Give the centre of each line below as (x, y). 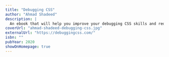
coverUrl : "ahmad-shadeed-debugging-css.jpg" (54, 28)
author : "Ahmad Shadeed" (31, 14)
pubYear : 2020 (20, 42)
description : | (21, 19)
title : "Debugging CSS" (30, 10)
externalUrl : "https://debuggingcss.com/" (50, 33)
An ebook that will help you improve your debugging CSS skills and (83, 24)
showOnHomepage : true (28, 47)
